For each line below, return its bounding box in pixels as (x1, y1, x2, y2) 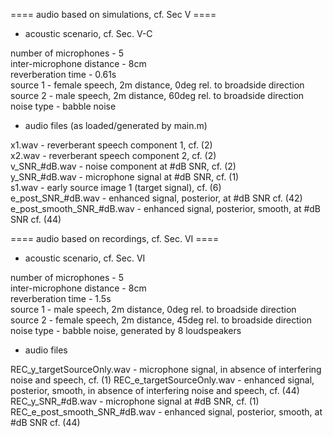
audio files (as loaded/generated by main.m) (24, 120, 208, 131)
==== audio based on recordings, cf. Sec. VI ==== (10, 233, 220, 244)
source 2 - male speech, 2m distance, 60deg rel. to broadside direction (10, 90, 305, 101)
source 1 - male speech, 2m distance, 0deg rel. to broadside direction (10, 304, 297, 315)
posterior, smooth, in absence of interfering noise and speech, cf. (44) (10, 385, 300, 396)
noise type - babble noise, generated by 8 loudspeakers (10, 325, 242, 336)
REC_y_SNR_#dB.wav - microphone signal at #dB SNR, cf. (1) (10, 395, 260, 407)
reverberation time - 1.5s (10, 293, 112, 304)
